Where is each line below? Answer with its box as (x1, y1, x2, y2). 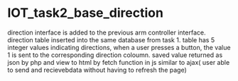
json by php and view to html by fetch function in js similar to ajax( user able (7, 58, 230, 66)
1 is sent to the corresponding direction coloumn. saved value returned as (7, 51, 223, 59)
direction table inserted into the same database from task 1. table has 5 (7, 35, 215, 44)
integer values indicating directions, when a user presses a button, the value (7, 43, 231, 51)
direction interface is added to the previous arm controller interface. (7, 28, 206, 37)
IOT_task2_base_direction (7, 5, 163, 21)
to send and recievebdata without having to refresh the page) (7, 66, 187, 74)
